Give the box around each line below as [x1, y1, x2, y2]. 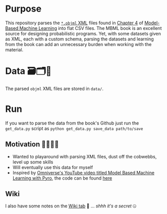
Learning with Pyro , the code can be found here [12, 175, 113, 181]
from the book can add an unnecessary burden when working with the [5, 41, 152, 47]
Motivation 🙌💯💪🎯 [5, 140, 59, 149]
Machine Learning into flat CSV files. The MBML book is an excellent [19, 25, 162, 31]
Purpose [5, 3, 42, 15]
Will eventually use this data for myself [12, 164, 93, 170]
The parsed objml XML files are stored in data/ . [5, 85, 103, 92]
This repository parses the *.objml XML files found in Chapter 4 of [5, 20, 144, 26]
